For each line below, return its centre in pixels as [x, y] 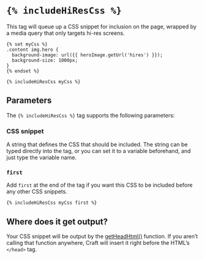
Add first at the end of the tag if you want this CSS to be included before [100, 185]
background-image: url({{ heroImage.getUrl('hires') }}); [88, 55]
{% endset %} [23, 71]
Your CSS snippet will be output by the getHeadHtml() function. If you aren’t [102, 236]
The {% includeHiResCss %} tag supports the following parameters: [91, 115]
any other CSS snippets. [37, 192]
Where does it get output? [57, 221]
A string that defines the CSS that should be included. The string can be [97, 145]
